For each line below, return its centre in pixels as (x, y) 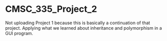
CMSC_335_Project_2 (51, 9)
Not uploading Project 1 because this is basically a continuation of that (78, 23)
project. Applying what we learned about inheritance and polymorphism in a (83, 28)
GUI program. (19, 33)
